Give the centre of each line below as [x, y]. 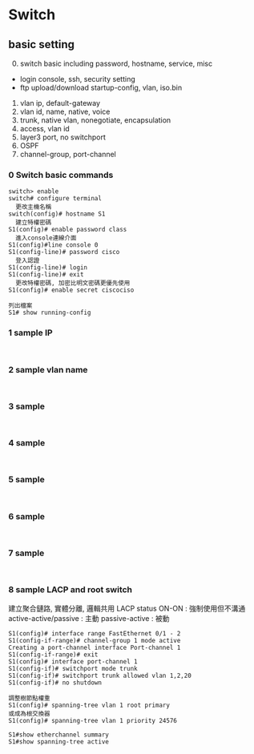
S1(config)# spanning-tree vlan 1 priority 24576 [93, 720]
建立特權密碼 [34, 223]
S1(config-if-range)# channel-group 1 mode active [95, 640]
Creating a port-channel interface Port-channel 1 [95, 647]
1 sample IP [31, 333]
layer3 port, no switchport [63, 137]
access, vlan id [44, 129]
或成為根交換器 [29, 714]
